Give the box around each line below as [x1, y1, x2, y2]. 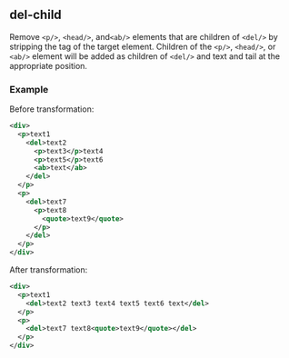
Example [9, 83, 49, 95]
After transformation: [9, 264, 88, 275]
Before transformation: [9, 104, 95, 114]
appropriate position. [9, 60, 88, 71]
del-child [9, 7, 62, 23]
